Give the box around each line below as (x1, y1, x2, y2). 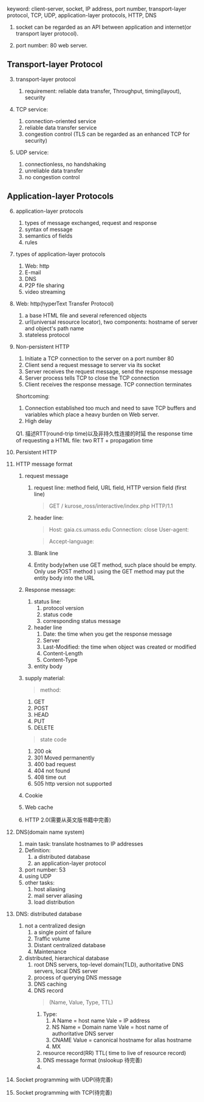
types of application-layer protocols (15, 250, 106, 258)
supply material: (24, 674, 66, 681)
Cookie (24, 792, 43, 799)
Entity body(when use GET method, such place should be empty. (33, 561, 197, 569)
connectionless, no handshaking (24, 160, 106, 168)
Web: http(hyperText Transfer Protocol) (15, 300, 114, 307)
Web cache (24, 803, 53, 811)
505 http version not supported (33, 780, 112, 787)
